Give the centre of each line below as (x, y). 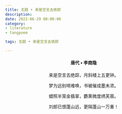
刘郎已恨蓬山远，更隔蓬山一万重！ (84, 107)
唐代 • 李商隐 (84, 62)
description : (19, 14)
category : (15, 24)
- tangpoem (16, 33)
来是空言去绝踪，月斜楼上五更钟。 (84, 75)
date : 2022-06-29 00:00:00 (33, 19)
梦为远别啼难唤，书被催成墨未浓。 (84, 85)
